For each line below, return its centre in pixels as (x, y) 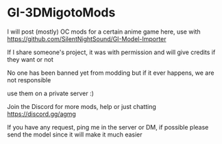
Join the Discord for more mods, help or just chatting (82, 106)
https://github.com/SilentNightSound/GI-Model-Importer (87, 38)
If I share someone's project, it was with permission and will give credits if (111, 52)
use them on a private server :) (51, 93)
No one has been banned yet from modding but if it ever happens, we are (111, 73)
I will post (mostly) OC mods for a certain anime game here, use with (104, 32)
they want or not (30, 59)
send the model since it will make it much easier (75, 134)
